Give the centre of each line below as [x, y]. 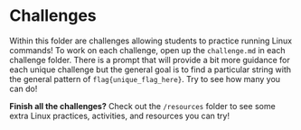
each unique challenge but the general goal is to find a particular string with [150, 70]
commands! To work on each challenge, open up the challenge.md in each [147, 50]
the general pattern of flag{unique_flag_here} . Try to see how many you [145, 79]
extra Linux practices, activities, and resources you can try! [120, 116]
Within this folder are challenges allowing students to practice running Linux [150, 41]
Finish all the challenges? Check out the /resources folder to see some [142, 106]
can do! [24, 88]
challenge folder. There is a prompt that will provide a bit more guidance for [150, 60]
